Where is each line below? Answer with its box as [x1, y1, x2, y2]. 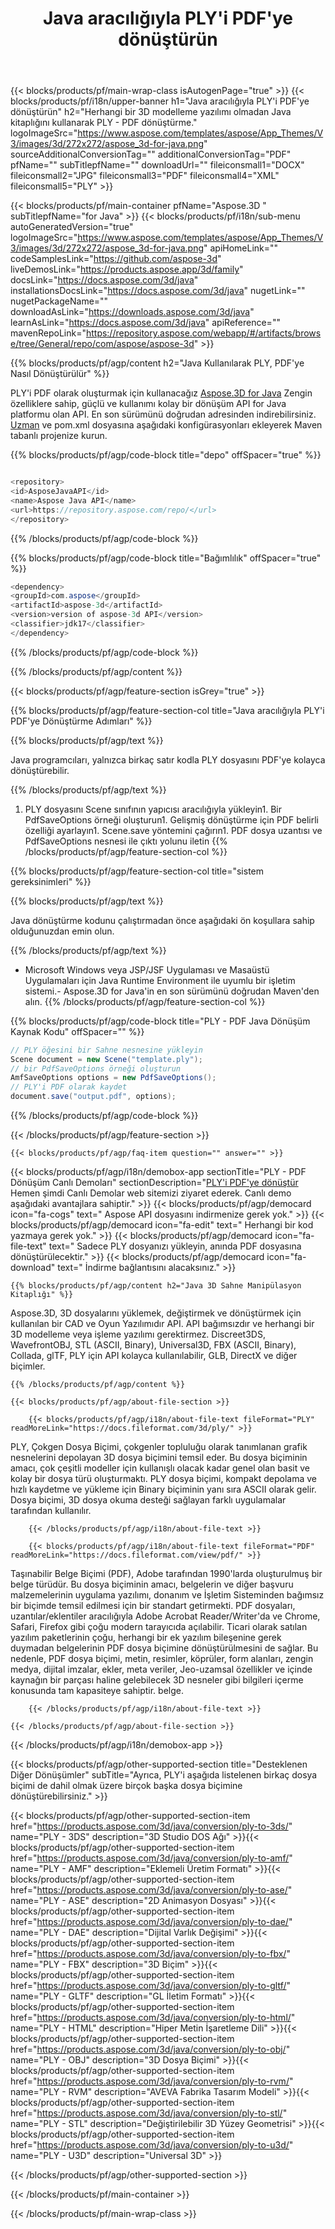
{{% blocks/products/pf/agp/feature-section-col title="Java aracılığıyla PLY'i [10, 704, 325, 716]
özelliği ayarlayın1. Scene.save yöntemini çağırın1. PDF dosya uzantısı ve [24, 824, 323, 836]
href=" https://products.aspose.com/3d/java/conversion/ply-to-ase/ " [10, 1884, 293, 1896]
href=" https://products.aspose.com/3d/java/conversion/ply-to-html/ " [10, 2012, 296, 2024]
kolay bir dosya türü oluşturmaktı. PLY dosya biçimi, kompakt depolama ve [10, 1473, 317, 1485]
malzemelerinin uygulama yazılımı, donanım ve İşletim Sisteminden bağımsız [10, 1589, 325, 1601]
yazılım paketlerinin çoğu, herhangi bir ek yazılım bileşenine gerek [10, 1632, 282, 1644]
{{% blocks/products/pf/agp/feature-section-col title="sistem [10, 865, 264, 877]
